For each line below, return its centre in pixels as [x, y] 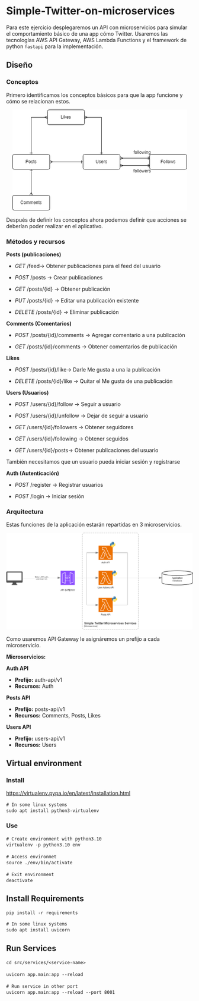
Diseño [20, 65]
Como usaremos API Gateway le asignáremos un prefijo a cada [83, 639]
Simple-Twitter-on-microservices [91, 11]
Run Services [31, 948]
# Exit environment [30, 874]
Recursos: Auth [34, 686]
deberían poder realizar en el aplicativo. [55, 226]
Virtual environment [44, 763]
